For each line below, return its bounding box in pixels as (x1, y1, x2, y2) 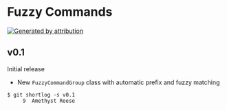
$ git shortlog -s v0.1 (7, 91, 76, 98)
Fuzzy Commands (7, 4, 113, 20)
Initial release (7, 64, 45, 73)
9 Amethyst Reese (22, 97, 76, 104)
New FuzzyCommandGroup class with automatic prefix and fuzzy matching (17, 78, 220, 86)
